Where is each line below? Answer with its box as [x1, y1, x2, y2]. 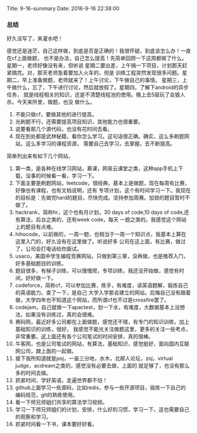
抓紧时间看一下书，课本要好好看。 [15, 421, 98, 428]
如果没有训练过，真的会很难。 [25, 311, 98, 318]
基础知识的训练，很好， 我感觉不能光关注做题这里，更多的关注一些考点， [15, 325, 191, 332]
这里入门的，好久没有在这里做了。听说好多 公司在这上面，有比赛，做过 [15, 238, 186, 245]
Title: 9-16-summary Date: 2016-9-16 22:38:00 [6, 5, 120, 12]
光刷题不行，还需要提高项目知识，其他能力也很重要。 [15, 118, 144, 125]
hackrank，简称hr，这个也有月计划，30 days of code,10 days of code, [15, 209, 185, 216]
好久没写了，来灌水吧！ [6, 35, 63, 42]
